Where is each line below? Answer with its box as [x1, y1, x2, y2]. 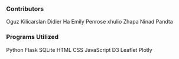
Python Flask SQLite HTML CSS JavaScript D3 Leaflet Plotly [6, 46, 152, 53]
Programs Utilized [6, 33, 59, 41]
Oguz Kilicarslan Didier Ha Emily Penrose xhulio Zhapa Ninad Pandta [6, 18, 173, 25]
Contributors [6, 5, 44, 13]
